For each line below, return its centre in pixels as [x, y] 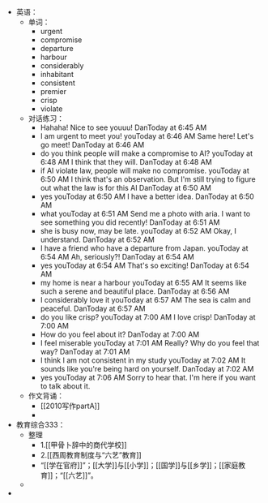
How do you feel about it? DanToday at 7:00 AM [120, 334]
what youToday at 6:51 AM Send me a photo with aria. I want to [145, 214]
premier [53, 91]
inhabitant [57, 74]
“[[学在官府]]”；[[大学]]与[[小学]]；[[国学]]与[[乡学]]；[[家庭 [139, 465]
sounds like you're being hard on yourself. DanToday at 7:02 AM [147, 369]
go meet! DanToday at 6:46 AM [92, 145]
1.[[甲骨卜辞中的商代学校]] [83, 445]
